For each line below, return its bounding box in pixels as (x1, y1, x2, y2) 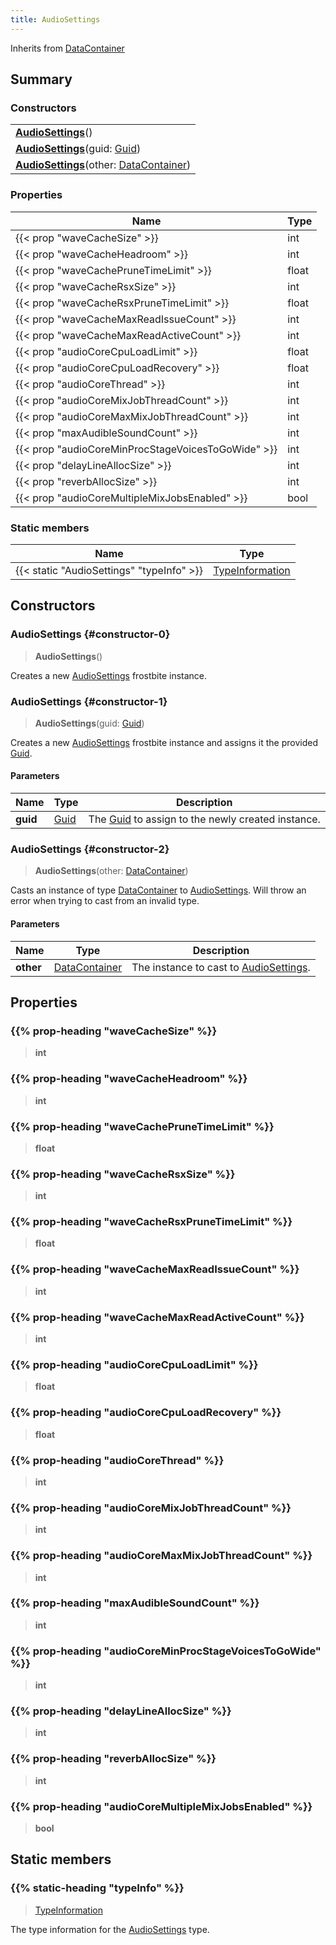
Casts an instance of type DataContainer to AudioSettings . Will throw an (10, 884, 307, 896)
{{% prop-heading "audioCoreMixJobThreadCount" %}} (10, 1501, 292, 1515)
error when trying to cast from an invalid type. (10, 895, 200, 907)
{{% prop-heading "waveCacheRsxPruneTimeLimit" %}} (10, 1215, 293, 1229)
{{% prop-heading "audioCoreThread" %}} (10, 1453, 225, 1467)
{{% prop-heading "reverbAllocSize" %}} (10, 1752, 217, 1766)
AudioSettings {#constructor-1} (10, 694, 168, 708)
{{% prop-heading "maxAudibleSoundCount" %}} (10, 1596, 260, 1610)
